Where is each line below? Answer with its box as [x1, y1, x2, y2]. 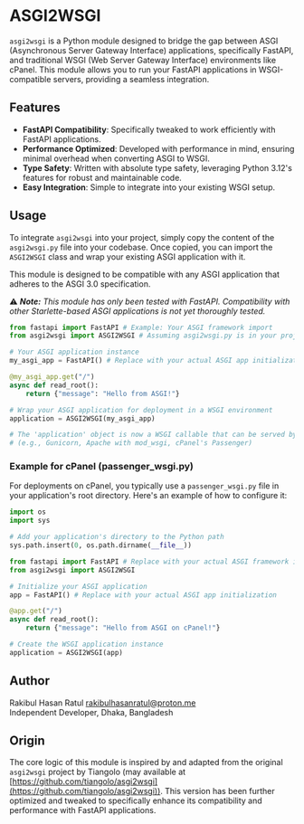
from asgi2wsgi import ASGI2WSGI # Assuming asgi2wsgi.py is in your [9, 331, 278, 340]
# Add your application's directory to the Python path [9, 533, 224, 542]
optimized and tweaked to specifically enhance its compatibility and [9, 795, 262, 806]
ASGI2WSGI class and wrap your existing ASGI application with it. [9, 251, 246, 262]
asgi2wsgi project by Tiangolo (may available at [9, 766, 186, 778]
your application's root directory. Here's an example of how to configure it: [9, 490, 288, 501]
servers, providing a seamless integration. [52, 73, 210, 84]
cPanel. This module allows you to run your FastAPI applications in [9, 64, 257, 75]
